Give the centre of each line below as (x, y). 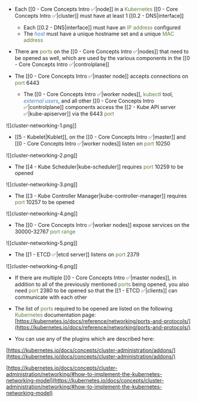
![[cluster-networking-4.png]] (42, 213)
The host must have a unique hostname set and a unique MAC (99, 34)
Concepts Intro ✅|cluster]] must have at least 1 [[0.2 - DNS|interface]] (99, 16)
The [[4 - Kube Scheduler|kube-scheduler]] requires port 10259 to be (99, 167)
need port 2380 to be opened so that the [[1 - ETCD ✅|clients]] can (96, 291)
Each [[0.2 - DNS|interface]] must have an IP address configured (102, 27)
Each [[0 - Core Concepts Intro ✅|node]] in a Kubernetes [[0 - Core (96, 9)
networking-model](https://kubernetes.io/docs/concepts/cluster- (85, 380)
